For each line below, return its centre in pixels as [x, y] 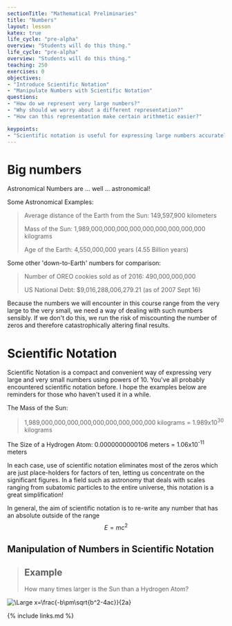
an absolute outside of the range [54, 515]
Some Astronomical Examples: [51, 202]
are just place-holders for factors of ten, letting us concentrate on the [106, 472]
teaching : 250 [28, 65]
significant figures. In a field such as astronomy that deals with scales [106, 480]
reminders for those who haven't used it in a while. [79, 394]
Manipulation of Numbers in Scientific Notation [110, 549]
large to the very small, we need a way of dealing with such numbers [105, 311]
